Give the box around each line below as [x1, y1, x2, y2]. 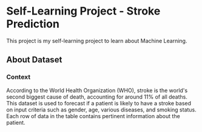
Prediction [6, 17, 59, 31]
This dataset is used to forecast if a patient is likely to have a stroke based [6, 99, 192, 107]
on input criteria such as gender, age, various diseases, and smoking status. [6, 106, 197, 113]
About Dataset [6, 54, 62, 65]
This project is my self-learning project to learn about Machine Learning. [6, 37, 187, 44]
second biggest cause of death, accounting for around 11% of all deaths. [6, 93, 188, 101]
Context [6, 73, 31, 81]
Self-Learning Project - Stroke [6, 4, 161, 18]
